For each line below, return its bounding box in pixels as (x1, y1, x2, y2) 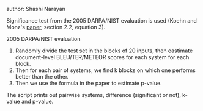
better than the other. (15, 73, 69, 80)
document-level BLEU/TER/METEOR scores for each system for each (15, 54, 190, 60)
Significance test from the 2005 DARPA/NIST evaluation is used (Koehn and (6, 17, 197, 24)
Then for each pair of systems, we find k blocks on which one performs (15, 66, 196, 74)
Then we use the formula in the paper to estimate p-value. (15, 79, 162, 87)
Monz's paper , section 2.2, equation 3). (6, 24, 106, 30)
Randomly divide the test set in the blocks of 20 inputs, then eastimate (15, 47, 193, 54)
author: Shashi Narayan (6, 5, 66, 12)
